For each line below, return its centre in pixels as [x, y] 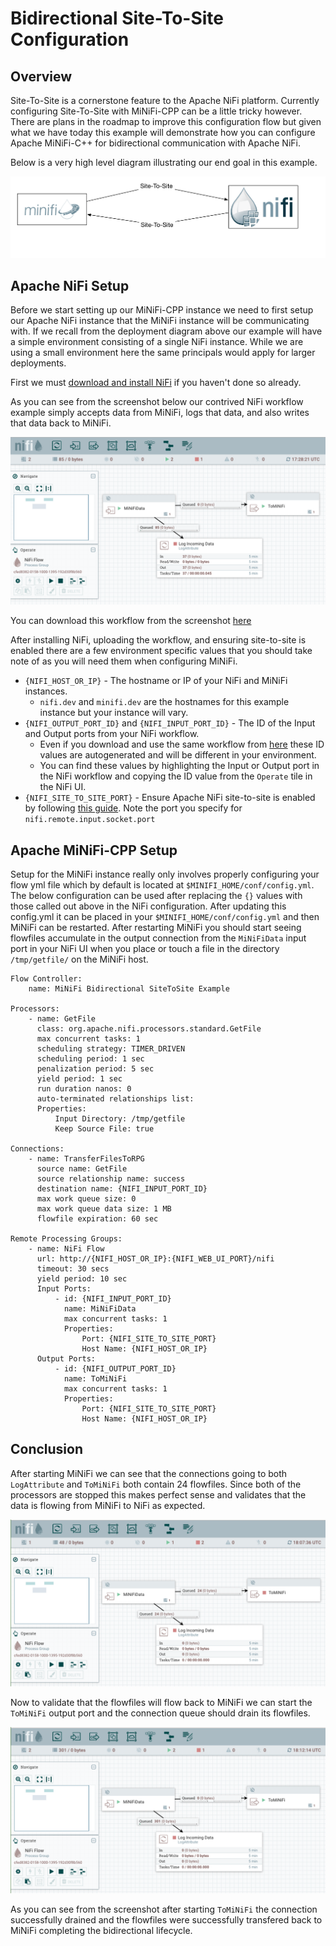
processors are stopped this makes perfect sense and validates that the [158, 1494]
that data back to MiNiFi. [61, 423]
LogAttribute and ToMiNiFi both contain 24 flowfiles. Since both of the [156, 1484]
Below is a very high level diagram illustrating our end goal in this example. [164, 162]
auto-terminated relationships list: [115, 1098]
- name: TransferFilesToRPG [86, 1158]
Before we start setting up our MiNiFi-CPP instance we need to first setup [162, 310]
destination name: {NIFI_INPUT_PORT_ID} [122, 1188]
